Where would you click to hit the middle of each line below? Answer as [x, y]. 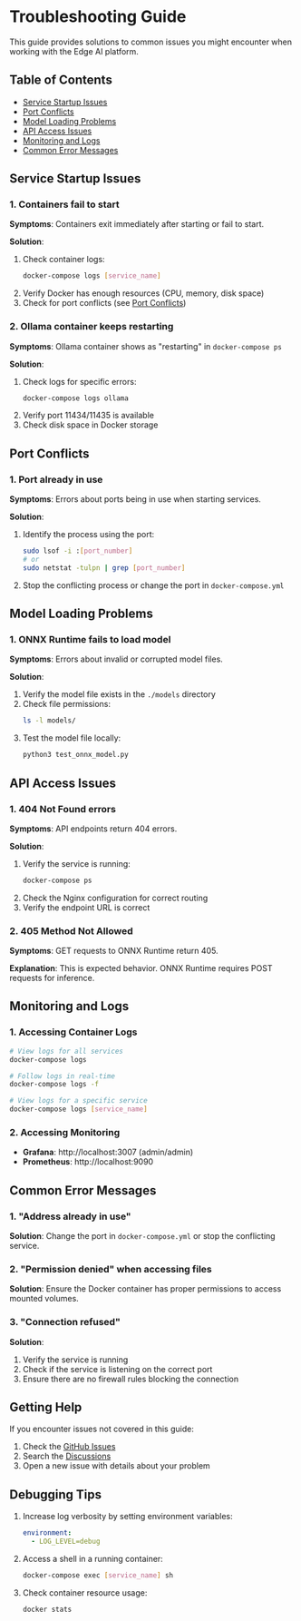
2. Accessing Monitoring [65, 1132]
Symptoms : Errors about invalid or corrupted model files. [117, 659]
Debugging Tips [56, 1494]
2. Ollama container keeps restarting [92, 327]
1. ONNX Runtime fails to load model [90, 640]
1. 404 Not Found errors [63, 809]
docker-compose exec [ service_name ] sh [98, 1575]
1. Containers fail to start [64, 204]
